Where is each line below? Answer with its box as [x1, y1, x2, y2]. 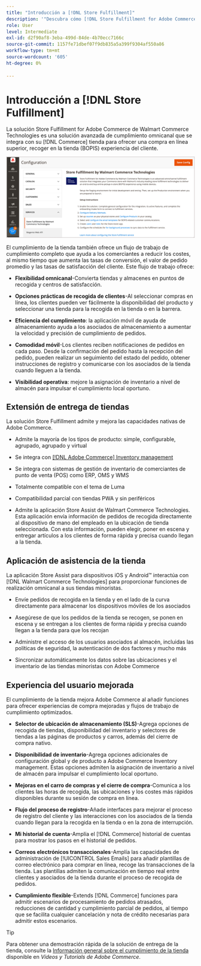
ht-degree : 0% [6, 60, 42, 66]
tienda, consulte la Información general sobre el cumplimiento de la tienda [6, 947, 189, 954]
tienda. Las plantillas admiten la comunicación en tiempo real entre [14, 867, 179, 874]
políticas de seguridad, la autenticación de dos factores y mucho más [14, 645, 187, 652]
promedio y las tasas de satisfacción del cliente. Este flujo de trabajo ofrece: [6, 262, 194, 270]
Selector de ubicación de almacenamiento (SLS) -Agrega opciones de [14, 720, 190, 727]
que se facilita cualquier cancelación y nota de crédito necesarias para [14, 911, 190, 918]
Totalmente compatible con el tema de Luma [14, 483, 125, 491]
